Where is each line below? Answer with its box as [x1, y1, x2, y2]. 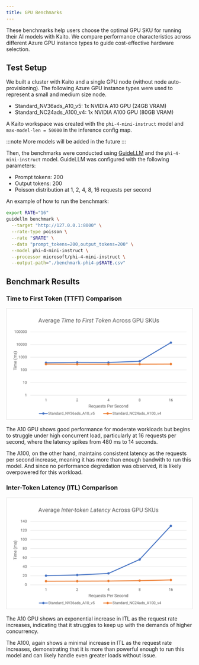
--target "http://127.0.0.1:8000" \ [11, 222, 102, 228]
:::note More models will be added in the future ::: [6, 138, 126, 145]
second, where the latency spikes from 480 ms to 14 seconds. [6, 438, 158, 446]
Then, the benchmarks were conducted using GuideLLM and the [6, 149, 164, 157]
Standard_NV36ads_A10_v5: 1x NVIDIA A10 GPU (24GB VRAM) [14, 103, 167, 110]
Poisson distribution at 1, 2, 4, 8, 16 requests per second [14, 186, 152, 193]
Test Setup [6, 63, 47, 73]
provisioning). [6, 85, 40, 92]
